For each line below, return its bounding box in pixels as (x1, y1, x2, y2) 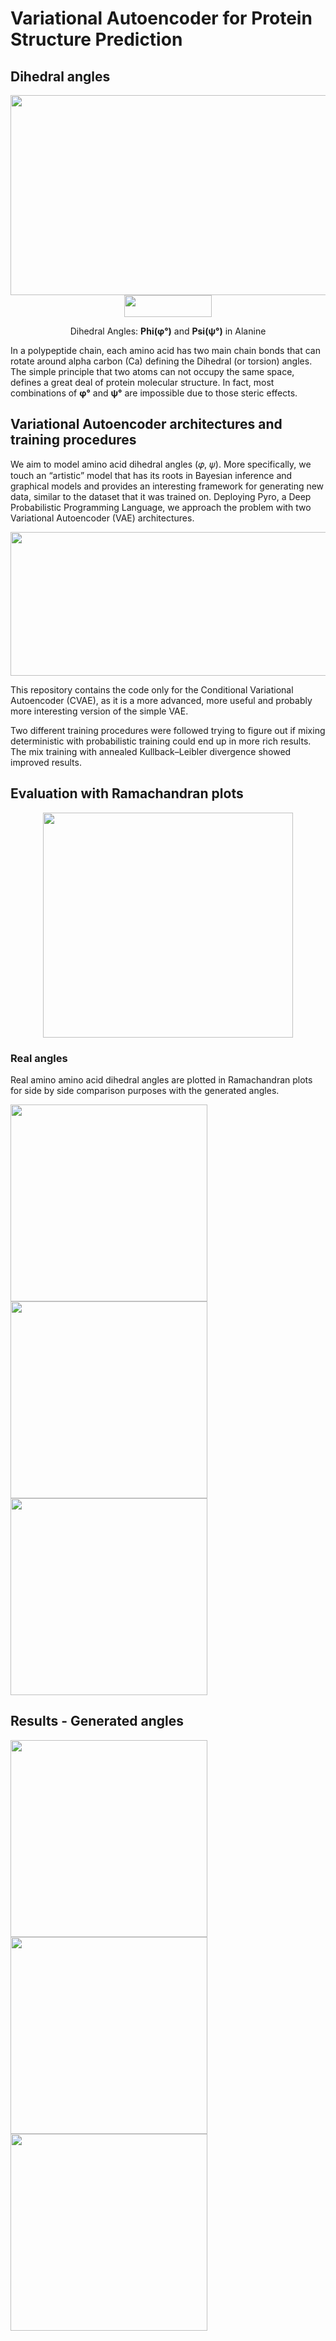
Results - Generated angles (10, 1713, 184, 1730)
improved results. (10, 756, 82, 768)
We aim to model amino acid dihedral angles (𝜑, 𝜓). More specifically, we (10, 458, 312, 470)
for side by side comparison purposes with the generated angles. (10, 1084, 280, 1096)
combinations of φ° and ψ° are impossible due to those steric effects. (10, 387, 298, 399)
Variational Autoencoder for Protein (10, 7, 313, 30)
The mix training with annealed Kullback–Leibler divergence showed (10, 745, 292, 757)
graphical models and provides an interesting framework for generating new (10, 480, 325, 492)
